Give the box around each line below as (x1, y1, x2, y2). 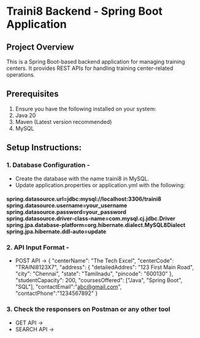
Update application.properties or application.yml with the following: (15, 181, 185, 188)
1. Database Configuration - (6, 161, 90, 169)
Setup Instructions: (6, 142, 82, 153)
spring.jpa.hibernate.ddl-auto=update (6, 228, 107, 236)
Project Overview (6, 42, 74, 52)
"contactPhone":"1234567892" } (15, 290, 98, 297)
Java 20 (15, 112, 36, 119)
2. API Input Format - (6, 244, 69, 252)
